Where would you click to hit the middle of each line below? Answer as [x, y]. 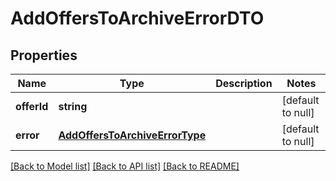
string [73, 106]
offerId [32, 106]
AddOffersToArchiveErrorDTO [137, 18]
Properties [44, 55]
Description [244, 83]
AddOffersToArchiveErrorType [132, 135]
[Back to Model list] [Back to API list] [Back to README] [125, 166]
